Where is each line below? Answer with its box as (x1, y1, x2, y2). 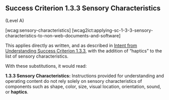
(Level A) (5, 17, 24, 23)
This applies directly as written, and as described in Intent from (5, 42, 138, 48)
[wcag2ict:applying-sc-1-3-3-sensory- (72, 27, 153, 33)
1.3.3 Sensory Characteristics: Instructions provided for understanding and (5, 73, 164, 79)
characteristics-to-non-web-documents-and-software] (5, 32, 121, 38)
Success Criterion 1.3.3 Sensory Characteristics (5, 4, 161, 13)
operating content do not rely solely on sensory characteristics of (5, 78, 142, 84)
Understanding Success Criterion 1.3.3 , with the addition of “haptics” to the (5, 47, 162, 54)
